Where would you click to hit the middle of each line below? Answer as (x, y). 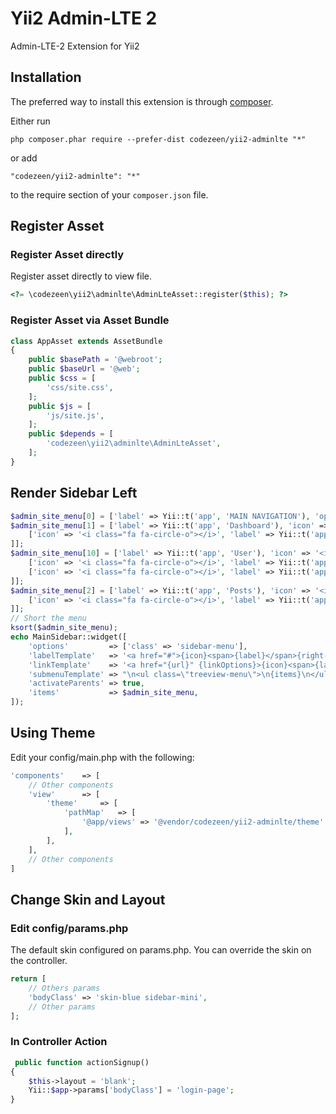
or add (24, 158)
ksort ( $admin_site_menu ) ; (64, 628)
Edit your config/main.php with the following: (102, 757)
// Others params (64, 988)
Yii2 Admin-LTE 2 (84, 18)
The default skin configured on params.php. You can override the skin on (161, 950)
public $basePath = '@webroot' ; (95, 360)
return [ (28, 979)
